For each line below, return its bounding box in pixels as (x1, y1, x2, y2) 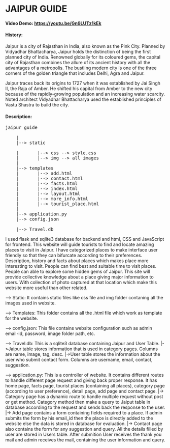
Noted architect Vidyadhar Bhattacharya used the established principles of (5, 96, 161, 102)
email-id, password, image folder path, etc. (5, 330, 95, 337)
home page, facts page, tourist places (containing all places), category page (5, 383, 165, 389)
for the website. (5, 315, 38, 321)
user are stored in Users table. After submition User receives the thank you (5, 431, 162, 438)
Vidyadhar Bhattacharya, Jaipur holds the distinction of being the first (5, 48, 151, 54)
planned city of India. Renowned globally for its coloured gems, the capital (5, 54, 161, 60)
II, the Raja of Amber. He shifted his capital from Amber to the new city (5, 85, 153, 92)
